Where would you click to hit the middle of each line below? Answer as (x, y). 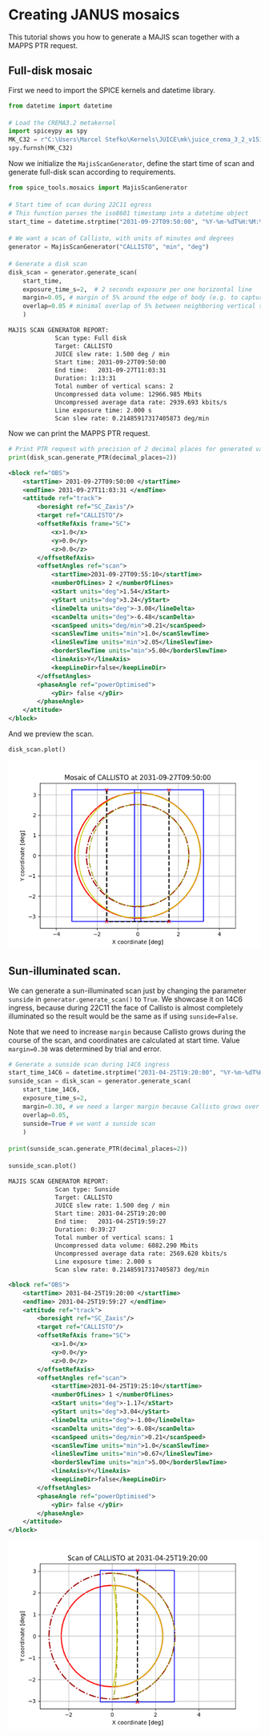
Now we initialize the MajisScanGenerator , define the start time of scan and (131, 163)
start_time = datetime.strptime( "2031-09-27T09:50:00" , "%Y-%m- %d (121, 222)
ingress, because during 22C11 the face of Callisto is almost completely (126, 1007)
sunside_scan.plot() (43, 1166)
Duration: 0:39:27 (85, 1230)
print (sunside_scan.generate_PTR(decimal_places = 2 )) (98, 1149)
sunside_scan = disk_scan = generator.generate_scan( (100, 1081)
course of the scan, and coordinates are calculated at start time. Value (124, 1040)
